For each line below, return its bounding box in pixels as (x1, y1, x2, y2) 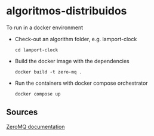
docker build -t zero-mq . (14, 69, 82, 75)
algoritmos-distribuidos (6, 4, 127, 18)
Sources (6, 107, 38, 118)
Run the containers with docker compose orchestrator (14, 79, 148, 86)
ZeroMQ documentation (6, 123, 65, 130)
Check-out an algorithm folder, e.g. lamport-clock (14, 35, 137, 42)
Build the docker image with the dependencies (14, 57, 130, 64)
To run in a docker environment (6, 24, 84, 31)
